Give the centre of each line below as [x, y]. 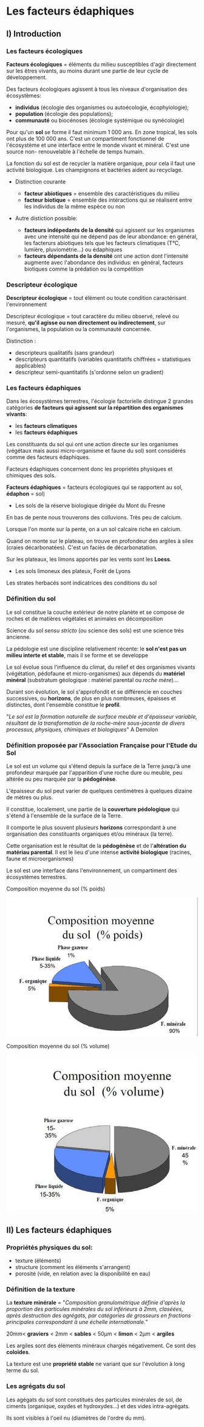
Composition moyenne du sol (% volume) [58, 1046]
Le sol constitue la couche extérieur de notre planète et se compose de [96, 612]
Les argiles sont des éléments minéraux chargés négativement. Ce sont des [101, 1346]
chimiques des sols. [31, 475]
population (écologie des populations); [64, 113]
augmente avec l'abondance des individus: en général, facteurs [104, 262]
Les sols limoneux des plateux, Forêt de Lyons [73, 571]
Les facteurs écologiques [45, 51]
